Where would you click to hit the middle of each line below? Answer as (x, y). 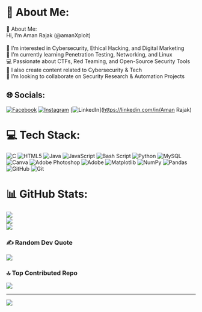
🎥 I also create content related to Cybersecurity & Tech (74, 70)
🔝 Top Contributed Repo (42, 273)
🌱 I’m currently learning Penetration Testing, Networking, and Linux (89, 54)
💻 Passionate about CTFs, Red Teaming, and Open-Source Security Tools (98, 61)
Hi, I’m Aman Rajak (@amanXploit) (49, 35)
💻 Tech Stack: (43, 135)
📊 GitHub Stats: (47, 194)
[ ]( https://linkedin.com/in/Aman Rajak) (131, 109)
